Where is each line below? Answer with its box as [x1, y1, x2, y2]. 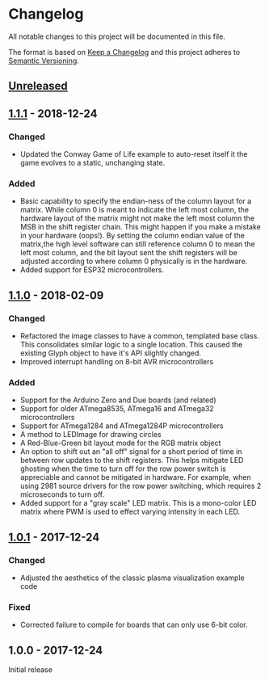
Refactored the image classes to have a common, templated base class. [19, 331, 260, 340]
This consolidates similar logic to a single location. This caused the [19, 340, 243, 349]
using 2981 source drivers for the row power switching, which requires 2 [19, 481, 262, 491]
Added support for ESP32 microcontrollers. [19, 265, 164, 275]
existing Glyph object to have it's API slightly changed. [19, 348, 202, 358]
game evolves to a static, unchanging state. [19, 158, 166, 168]
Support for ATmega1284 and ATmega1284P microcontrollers [19, 421, 224, 431]
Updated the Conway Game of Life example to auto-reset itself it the [19, 149, 248, 159]
